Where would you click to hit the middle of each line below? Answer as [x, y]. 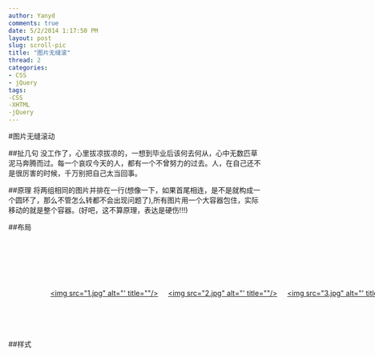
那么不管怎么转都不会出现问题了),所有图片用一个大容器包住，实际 [151, 200]
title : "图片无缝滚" [39, 53]
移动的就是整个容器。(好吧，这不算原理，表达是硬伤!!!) [98, 210]
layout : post [30, 38]
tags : [17, 90]
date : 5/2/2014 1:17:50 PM [53, 30]
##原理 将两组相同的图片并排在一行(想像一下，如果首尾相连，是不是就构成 [131, 190]
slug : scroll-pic [37, 46]
